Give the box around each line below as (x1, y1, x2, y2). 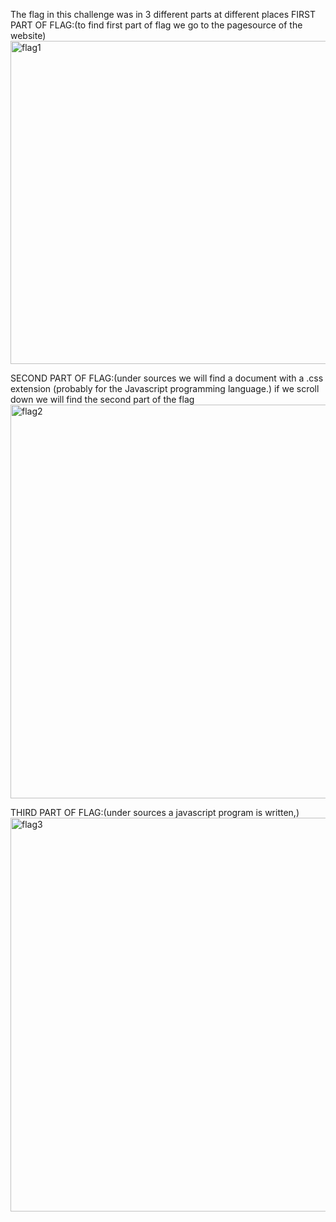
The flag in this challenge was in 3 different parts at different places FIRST (10, 9, 316, 20)
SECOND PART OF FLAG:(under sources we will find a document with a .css (10, 372, 324, 384)
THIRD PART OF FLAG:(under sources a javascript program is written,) (10, 807, 300, 818)
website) (10, 30, 47, 41)
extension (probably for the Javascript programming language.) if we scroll (10, 383, 320, 394)
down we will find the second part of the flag (10, 394, 195, 405)
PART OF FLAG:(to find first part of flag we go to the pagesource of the (10, 19, 303, 31)
